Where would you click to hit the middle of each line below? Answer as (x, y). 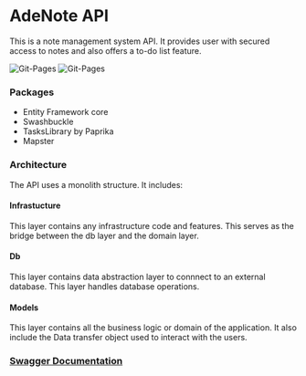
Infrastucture (35, 205)
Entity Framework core (65, 112)
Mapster (38, 141)
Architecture (38, 165)
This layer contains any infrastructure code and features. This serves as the (152, 225)
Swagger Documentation (66, 361)
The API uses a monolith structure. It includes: (96, 184)
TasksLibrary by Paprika (68, 131)
